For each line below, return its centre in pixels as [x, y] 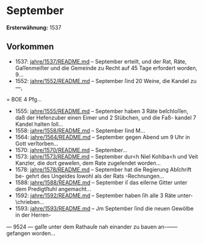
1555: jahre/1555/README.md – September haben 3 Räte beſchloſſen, [102, 111]
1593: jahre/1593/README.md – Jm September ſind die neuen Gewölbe [104, 208]
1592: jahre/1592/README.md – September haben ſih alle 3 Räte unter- [104, 195]
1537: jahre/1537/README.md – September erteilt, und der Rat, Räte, [101, 61]
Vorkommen [30, 47]
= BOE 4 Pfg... [24, 99]
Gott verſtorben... [37, 143]
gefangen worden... [31, 233]
